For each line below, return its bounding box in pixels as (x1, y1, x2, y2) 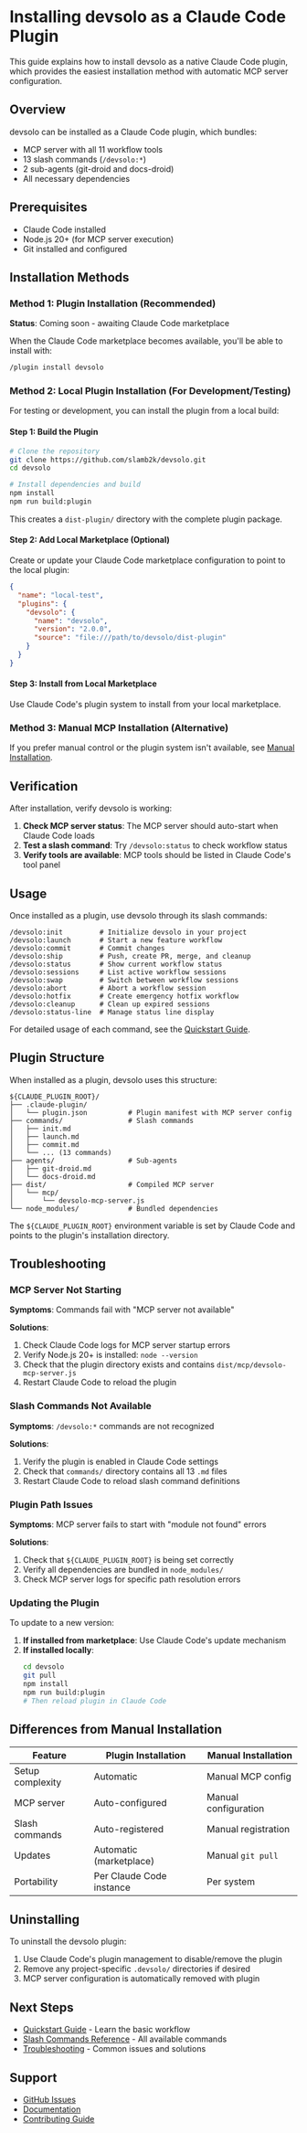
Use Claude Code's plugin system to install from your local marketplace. (9, 699, 281, 710)
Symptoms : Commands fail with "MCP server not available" (9, 1304, 235, 1315)
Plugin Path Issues (9, 1498, 94, 1511)
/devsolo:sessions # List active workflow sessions (9, 967, 227, 977)
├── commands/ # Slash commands (9, 1116, 195, 1125)
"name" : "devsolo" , (33, 616, 108, 625)
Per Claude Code (93, 1869, 167, 1882)
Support (9, 2070, 58, 2085)
